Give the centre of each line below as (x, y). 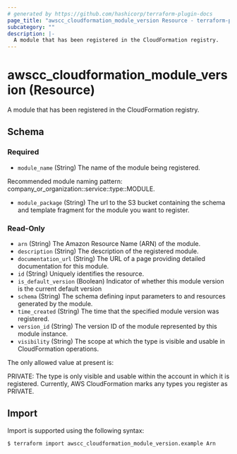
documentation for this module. (63, 267)
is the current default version (60, 289)
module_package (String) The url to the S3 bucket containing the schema (121, 202)
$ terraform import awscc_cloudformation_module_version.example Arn (112, 443)
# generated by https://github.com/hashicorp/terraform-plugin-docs (110, 14)
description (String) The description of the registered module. (108, 251)
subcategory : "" (31, 27)
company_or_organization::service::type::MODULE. (81, 189)
